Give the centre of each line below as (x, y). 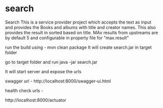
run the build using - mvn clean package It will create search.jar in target (79, 47)
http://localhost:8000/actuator (36, 100)
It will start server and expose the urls (43, 71)
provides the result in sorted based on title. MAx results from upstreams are (81, 32)
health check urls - (24, 90)
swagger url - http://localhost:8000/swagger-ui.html (58, 81)
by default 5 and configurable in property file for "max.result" (67, 38)
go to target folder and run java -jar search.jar (51, 62)
